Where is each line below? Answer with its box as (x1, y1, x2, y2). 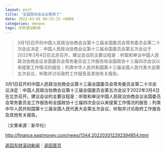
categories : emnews (5, 21, 45, 26)
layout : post (5, 7, 32, 12)
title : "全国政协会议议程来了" (5, 12, 62, 17)
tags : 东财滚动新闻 (5, 26, 41, 31)
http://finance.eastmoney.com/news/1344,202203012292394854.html (5, 132, 149, 138)
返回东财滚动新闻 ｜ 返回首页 (5, 143, 62, 149)
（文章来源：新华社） (5, 122, 48, 128)
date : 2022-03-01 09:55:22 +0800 (5, 16, 74, 21)
